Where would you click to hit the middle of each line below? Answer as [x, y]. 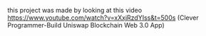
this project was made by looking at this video [75, 10]
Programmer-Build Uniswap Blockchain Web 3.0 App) [86, 25]
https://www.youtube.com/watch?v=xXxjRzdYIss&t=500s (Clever [103, 18]
